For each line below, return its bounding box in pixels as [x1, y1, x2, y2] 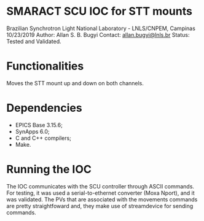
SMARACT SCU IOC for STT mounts [6, 4, 192, 18]
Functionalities [6, 60, 84, 73]
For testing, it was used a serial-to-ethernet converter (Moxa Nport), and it [6, 189, 195, 196]
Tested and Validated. [6, 37, 61, 45]
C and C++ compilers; [15, 134, 72, 142]
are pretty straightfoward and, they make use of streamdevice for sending [6, 202, 194, 209]
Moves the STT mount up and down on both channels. [6, 79, 144, 87]
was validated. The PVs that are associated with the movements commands [6, 195, 198, 203]
